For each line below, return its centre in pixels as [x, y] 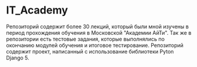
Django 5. [18, 58]
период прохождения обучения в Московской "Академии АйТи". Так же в [99, 32]
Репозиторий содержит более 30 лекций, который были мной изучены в [98, 26]
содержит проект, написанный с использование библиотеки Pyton [90, 51]
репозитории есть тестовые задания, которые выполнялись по [85, 39]
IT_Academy [37, 10]
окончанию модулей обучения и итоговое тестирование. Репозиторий [95, 45]
